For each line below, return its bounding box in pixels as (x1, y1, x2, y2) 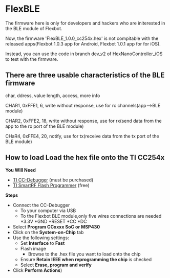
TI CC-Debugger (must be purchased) (12, 177, 94, 183)
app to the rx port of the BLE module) (5, 123, 84, 129)
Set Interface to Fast (20, 240, 65, 246)
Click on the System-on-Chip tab (12, 229, 84, 235)
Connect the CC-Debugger (12, 202, 70, 208)
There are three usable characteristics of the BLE (5, 71, 165, 80)
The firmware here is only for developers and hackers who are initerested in (5, 20, 165, 26)
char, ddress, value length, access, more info (5, 92, 100, 99)
